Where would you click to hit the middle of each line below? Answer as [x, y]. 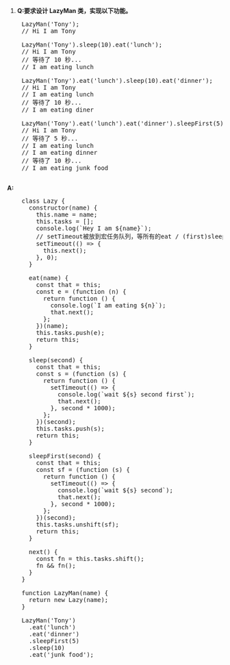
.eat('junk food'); [61, 654]
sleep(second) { [56, 360]
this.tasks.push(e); [70, 332]
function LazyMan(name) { [65, 593]
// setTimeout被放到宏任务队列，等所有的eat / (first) [122, 237]
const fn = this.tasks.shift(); [90, 559]
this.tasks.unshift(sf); [78, 524]
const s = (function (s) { [81, 374]
